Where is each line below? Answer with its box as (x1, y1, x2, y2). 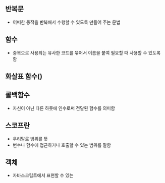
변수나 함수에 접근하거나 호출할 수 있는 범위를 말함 (12, 142, 111, 148)
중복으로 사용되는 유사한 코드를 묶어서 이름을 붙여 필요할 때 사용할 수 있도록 (12, 49, 161, 55)
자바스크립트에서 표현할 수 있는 (12, 172, 74, 178)
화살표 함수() (5, 72, 43, 81)
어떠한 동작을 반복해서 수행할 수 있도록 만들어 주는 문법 (12, 19, 121, 25)
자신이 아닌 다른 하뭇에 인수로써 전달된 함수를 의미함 (12, 105, 115, 111)
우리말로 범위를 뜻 (12, 136, 48, 142)
